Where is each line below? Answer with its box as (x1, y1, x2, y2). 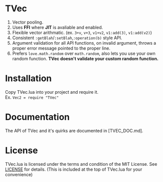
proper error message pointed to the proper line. (12, 45, 110, 51)
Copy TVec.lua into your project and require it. (5, 89, 99, 95)
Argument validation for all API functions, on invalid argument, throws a (12, 40, 156, 46)
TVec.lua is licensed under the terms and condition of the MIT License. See (5, 161, 158, 167)
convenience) (5, 171, 33, 177)
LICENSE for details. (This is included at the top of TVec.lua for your (5, 166, 142, 172)
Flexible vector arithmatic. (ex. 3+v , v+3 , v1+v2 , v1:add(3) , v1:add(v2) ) (12, 29, 152, 35)
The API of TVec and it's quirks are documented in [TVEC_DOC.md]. (5, 128, 143, 133)
